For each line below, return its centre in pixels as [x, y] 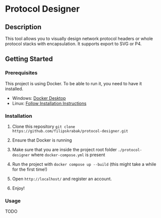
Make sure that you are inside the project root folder [64, 149]
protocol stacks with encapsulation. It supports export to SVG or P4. [73, 44]
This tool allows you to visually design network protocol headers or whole [79, 38]
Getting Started [29, 59]
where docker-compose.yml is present [68, 155]
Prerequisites [21, 73]
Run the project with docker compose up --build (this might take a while [84, 164]
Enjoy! [18, 188]
